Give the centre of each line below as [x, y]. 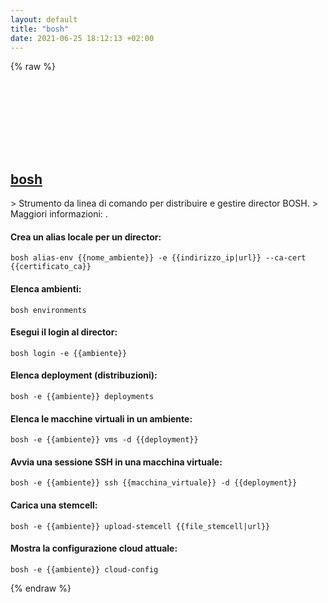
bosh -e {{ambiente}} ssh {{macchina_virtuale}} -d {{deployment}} [154, 483]
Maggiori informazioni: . [59, 214]
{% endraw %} [41, 588]
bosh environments [48, 310]
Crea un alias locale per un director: [86, 237]
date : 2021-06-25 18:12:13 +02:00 [82, 38]
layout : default [44, 19]
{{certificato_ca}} [51, 267]
